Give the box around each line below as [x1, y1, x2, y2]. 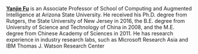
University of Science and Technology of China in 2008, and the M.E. [6, 23, 175, 31]
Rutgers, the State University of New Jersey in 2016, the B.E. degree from [6, 18, 185, 24]
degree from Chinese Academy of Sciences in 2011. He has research [6, 30, 173, 37]
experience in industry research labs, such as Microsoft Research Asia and [6, 36, 189, 43]
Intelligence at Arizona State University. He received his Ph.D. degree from [6, 11, 187, 18]
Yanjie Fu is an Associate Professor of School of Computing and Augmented [6, 5, 192, 12]
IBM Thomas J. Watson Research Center [6, 42, 105, 49]
